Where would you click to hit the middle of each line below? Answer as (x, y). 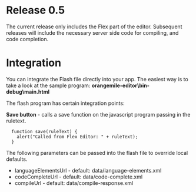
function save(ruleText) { (44, 131)
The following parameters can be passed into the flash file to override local (97, 153)
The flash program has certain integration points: (65, 103)
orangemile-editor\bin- (121, 85)
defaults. (17, 159)
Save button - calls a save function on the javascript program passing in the (98, 114)
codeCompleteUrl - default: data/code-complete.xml (79, 177)
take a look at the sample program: (48, 85)
